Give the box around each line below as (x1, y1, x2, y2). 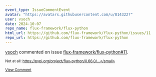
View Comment (5, 67, 31, 72)
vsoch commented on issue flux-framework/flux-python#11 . (5, 48, 128, 55)
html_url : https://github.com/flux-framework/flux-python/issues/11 (5, 30, 151, 35)
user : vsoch (5, 16, 30, 21)
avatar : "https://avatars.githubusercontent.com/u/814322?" (5, 12, 133, 17)
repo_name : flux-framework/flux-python (5, 26, 88, 31)
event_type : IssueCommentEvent (5, 7, 70, 12)
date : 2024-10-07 (5, 21, 41, 26)
